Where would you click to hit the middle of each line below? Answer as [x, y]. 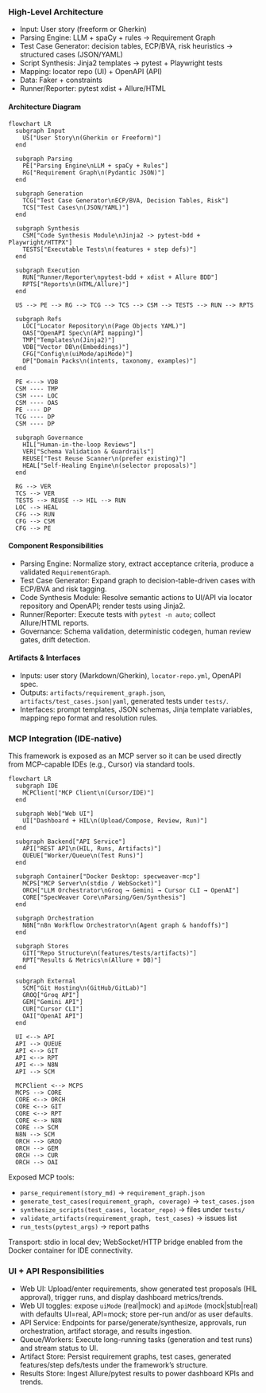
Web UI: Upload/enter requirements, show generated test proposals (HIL [138, 1289]
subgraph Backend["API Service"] [71, 842]
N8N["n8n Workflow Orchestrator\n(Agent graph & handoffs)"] [125, 926]
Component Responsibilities [56, 546]
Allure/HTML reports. [54, 622]
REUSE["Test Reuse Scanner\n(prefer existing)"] [104, 458]
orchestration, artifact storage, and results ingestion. [106, 1331]
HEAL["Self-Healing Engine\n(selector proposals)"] [110, 465]
